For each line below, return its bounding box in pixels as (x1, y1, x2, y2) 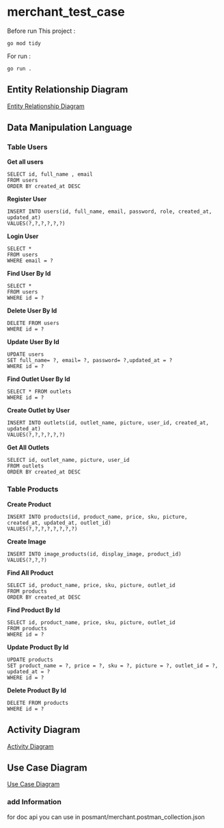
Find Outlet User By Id (7, 375, 70, 383)
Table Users (7, 142, 48, 152)
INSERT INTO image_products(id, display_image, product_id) (7, 550, 182, 558)
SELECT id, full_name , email (7, 171, 94, 178)
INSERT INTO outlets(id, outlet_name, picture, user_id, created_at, (7, 419, 210, 426)
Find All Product (7, 569, 54, 577)
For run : (7, 52, 31, 60)
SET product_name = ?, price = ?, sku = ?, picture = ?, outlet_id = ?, (7, 662, 219, 669)
